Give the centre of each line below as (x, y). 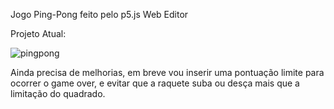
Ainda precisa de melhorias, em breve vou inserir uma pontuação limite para (167, 72)
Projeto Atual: (38, 33)
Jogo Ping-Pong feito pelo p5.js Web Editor (99, 14)
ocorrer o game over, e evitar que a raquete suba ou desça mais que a (155, 83)
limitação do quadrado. (58, 93)
